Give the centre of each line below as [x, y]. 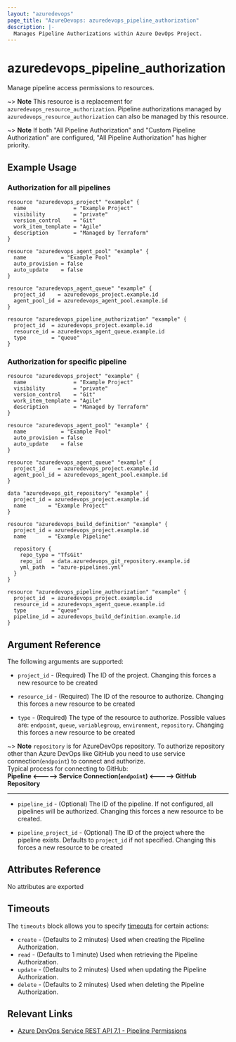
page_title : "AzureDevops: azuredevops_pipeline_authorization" [103, 20]
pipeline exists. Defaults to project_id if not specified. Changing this [117, 840]
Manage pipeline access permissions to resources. [81, 88]
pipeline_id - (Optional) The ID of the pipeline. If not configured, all [115, 804]
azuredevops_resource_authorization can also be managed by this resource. [118, 116]
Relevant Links [40, 1014]
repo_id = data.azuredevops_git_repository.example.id [105, 561]
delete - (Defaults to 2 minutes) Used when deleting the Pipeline [111, 984]
